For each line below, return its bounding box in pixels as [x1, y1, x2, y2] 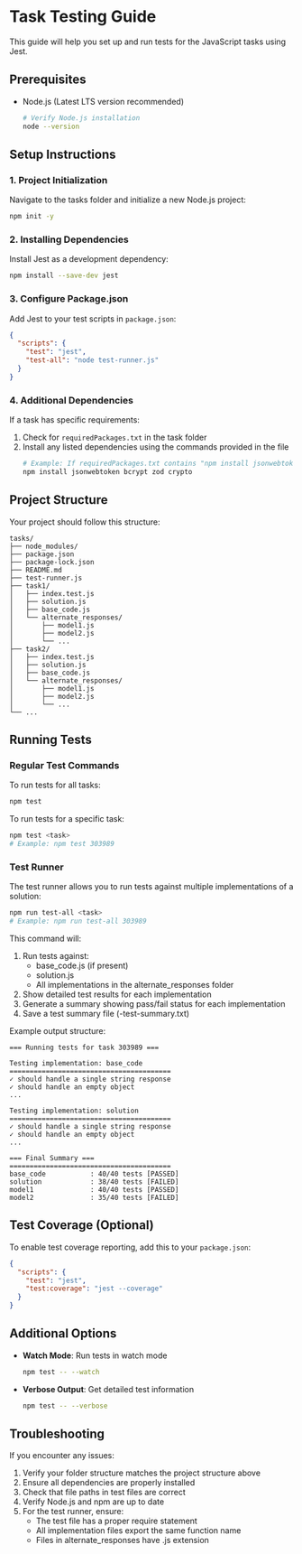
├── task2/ [9, 644, 50, 654]
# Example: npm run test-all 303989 [9, 917, 147, 926]
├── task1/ [9, 581, 50, 591]
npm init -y [9, 212, 54, 221]
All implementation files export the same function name [35, 1525, 242, 1536]
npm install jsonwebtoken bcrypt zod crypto [22, 467, 193, 476]
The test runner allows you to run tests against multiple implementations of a [9, 881, 294, 892]
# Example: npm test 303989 [9, 840, 115, 849]
